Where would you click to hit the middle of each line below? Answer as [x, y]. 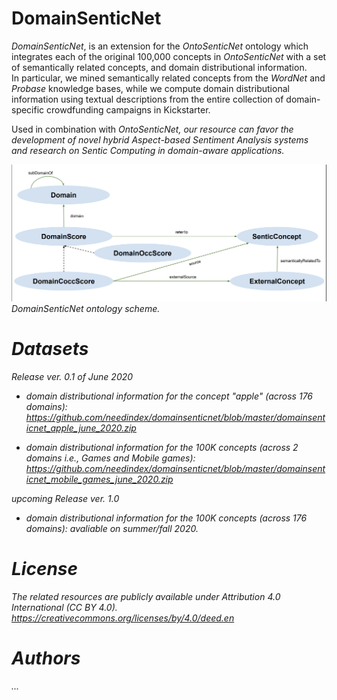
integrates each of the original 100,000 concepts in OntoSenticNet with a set [169, 56]
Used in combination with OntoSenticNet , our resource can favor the [152, 129]
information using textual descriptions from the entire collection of [147, 99]
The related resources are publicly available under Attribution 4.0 [146, 596]
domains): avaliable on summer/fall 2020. [112, 528]
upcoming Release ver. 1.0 [65, 498]
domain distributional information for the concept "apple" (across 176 [169, 396]
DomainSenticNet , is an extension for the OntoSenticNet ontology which [160, 46]
